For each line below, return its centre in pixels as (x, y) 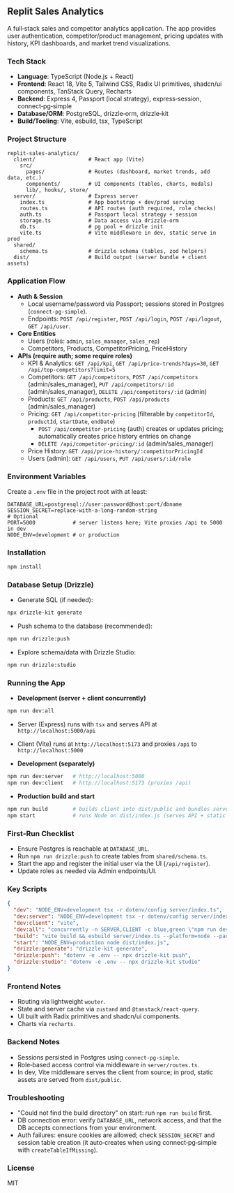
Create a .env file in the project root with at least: (77, 491)
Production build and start (56, 796)
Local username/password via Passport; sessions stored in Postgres (126, 304)
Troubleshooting (36, 1097)
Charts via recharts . (46, 1024)
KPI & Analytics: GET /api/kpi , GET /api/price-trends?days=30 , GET (123, 363)
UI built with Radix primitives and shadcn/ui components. (99, 1016)
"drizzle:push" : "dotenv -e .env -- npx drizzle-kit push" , (102, 956)
